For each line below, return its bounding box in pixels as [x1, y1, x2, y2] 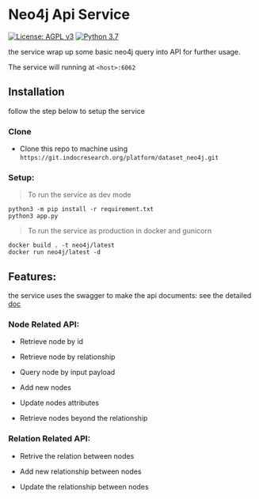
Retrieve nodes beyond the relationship [19, 414, 148, 423]
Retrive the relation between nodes [19, 451, 135, 460]
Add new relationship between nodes [19, 467, 142, 476]
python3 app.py [8, 212, 59, 221]
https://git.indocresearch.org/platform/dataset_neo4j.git [19, 154, 219, 162]
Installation [8, 85, 65, 99]
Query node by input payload [19, 368, 116, 377]
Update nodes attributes [19, 398, 100, 408]
